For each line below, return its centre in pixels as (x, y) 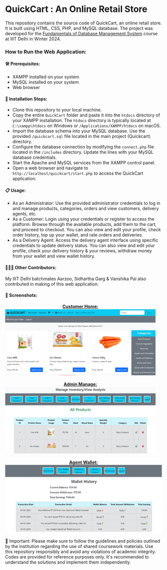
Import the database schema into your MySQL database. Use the (79, 131)
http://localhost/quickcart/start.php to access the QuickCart (78, 173)
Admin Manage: (81, 384)
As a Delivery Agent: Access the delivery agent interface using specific (85, 240)
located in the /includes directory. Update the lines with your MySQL (83, 152)
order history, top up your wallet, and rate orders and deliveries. (78, 235)
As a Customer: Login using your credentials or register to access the (83, 219)
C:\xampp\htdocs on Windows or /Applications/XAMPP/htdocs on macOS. (86, 126)
